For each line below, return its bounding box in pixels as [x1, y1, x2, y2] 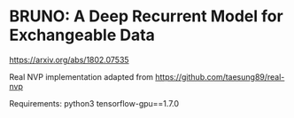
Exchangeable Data [9, 25, 155, 45]
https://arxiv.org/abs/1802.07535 [9, 54, 130, 65]
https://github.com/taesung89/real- [154, 71, 285, 82]
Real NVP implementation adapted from [9, 71, 153, 82]
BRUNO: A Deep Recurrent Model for [9, 6, 283, 27]
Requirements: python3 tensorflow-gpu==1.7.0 [9, 98, 180, 108]
